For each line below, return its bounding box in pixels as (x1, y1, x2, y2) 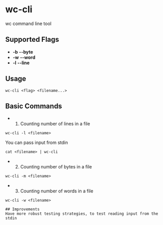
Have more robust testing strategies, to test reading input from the (5, 211, 158, 216)
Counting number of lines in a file (20, 121, 90, 127)
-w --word (12, 54, 36, 60)
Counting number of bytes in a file (20, 164, 92, 170)
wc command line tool (5, 20, 52, 27)
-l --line (12, 60, 30, 66)
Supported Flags (5, 35, 60, 44)
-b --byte (12, 48, 33, 55)
